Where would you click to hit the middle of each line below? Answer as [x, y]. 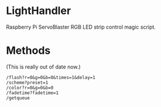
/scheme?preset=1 [27, 82]
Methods [28, 51]
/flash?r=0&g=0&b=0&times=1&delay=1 [51, 77]
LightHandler [39, 11]
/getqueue [18, 98]
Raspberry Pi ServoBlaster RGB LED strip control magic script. [81, 27]
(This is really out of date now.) [43, 67]
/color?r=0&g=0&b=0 [30, 88]
